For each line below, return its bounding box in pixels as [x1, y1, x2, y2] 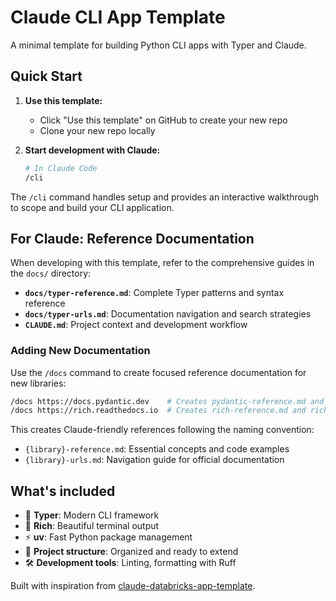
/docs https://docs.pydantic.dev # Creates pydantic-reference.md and [10, 396, 325, 406]
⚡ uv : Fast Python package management [24, 531, 193, 543]
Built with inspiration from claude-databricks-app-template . [10, 580, 256, 592]
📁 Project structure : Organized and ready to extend [24, 546, 239, 558]
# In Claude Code [24, 163, 98, 173]
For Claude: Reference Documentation [10, 230, 255, 247]
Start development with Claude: [24, 144, 161, 156]
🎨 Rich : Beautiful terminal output [24, 520, 160, 532]
